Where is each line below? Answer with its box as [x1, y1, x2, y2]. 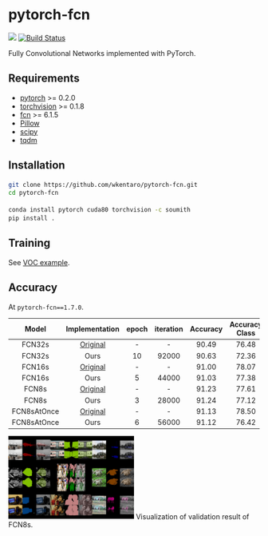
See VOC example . [8, 257, 70, 267]
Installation [8, 158, 65, 173]
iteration [154, 324, 183, 333]
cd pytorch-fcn [8, 189, 59, 197]
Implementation [65, 324, 120, 333]
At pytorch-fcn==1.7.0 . [8, 302, 84, 312]
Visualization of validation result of [135, 511, 250, 521]
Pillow [19, 118, 40, 128]
